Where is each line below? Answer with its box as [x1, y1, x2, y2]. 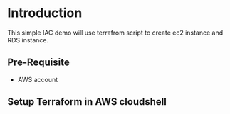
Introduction [7, 5, 83, 21]
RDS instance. [7, 35, 49, 44]
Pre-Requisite [7, 57, 70, 69]
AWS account [17, 75, 58, 84]
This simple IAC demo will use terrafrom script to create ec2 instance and [7, 28, 224, 37]
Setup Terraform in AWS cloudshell [7, 96, 167, 108]
